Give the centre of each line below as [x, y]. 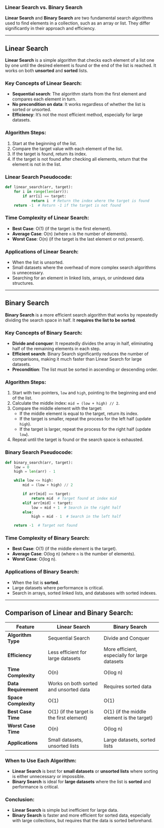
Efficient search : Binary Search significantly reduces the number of [80, 354]
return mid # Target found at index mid [74, 498]
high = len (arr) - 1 [35, 472]
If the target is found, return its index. [50, 154]
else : [28, 512]
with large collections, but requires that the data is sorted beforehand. [82, 821]
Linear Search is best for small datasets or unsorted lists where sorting [85, 771]
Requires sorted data [128, 686]
